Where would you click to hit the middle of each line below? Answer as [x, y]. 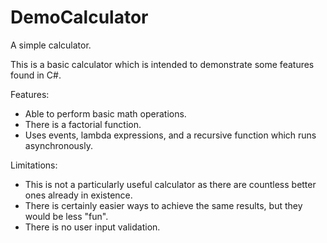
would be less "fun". [66, 216]
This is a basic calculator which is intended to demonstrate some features [162, 64]
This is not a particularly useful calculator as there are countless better [170, 184]
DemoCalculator [79, 17]
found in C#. [36, 75]
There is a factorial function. [83, 124]
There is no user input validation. [92, 227]
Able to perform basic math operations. [105, 113]
